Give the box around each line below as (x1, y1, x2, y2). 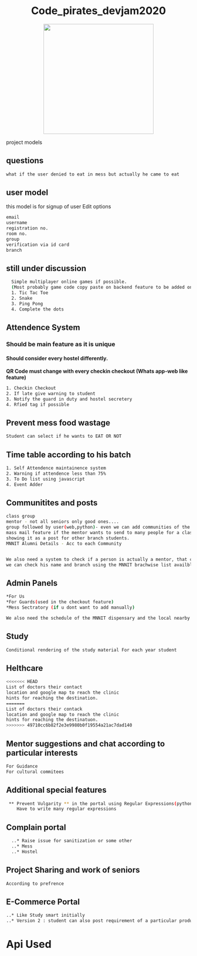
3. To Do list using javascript (6, 476, 85, 482)
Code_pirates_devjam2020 (31, 4, 166, 18)
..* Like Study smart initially (6, 913, 85, 918)
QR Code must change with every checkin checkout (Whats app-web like (6, 368, 188, 375)
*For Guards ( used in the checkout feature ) (6, 599, 114, 605)
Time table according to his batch (6, 450, 131, 460)
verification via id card (6, 242, 69, 248)
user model (6, 188, 49, 198)
